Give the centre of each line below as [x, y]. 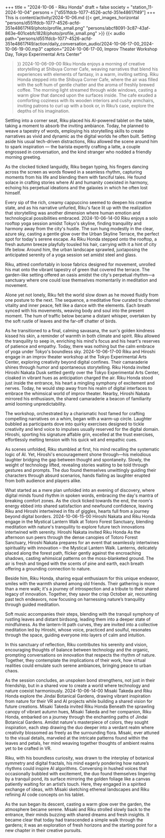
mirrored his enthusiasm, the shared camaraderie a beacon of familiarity [78, 399]
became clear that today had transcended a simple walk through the [74, 820]
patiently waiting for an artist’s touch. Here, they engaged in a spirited [76, 784]
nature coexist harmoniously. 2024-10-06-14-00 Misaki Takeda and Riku [79, 691]
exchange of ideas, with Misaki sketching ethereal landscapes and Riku [77, 789]
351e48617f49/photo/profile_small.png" [45, 28]
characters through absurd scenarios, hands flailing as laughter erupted [78, 475]
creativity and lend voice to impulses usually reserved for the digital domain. [82, 429]
